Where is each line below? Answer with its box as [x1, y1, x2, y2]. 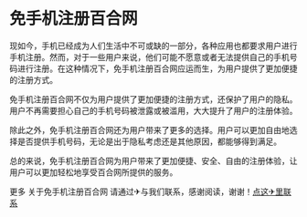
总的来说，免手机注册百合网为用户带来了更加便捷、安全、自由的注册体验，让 [9, 155, 298, 166]
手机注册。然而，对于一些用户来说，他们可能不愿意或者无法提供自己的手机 [9, 51, 290, 62]
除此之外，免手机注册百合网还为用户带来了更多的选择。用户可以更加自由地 [9, 124, 290, 135]
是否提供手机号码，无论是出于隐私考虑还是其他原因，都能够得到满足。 [16, 136, 281, 147]
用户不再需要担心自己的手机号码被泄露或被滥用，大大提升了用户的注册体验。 [9, 105, 298, 116]
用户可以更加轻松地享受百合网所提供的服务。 [9, 166, 178, 178]
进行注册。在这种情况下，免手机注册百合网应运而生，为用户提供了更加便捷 [16, 63, 298, 74]
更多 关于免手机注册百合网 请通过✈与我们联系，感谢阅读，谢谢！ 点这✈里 [9, 186, 284, 197]
